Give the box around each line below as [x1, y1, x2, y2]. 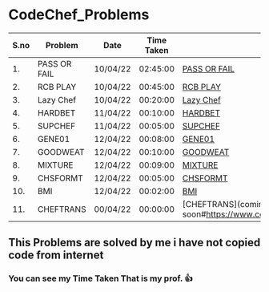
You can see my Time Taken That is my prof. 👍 [8, 273, 194, 284]
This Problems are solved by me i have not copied [8, 236, 261, 249]
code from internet [8, 249, 104, 262]
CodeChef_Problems [8, 6, 150, 24]
